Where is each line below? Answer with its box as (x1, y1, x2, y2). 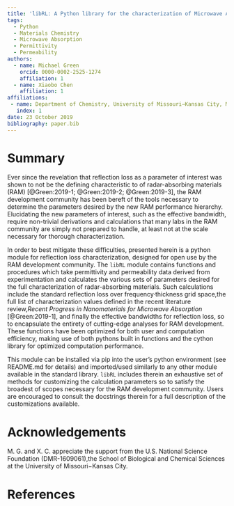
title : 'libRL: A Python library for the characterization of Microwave (7, 10, 223, 17)
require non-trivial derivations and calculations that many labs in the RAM (7, 217, 218, 226)
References (7, 487, 75, 502)
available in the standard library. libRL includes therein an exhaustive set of (7, 370, 224, 379)
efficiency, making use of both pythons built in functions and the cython (7, 335, 214, 343)
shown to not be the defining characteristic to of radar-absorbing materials (7, 180, 222, 189)
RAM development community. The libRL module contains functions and (7, 260, 216, 269)
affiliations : (7, 95, 49, 102)
